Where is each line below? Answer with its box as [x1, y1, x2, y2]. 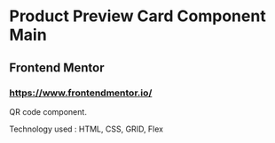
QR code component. [9, 106, 87, 117]
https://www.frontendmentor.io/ [9, 87, 153, 99]
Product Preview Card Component [9, 6, 266, 26]
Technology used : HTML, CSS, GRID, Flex [9, 124, 164, 134]
